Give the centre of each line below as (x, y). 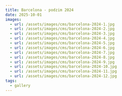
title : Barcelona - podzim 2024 (39, 10)
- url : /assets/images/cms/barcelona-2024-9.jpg (62, 62)
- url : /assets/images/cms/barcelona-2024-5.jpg (62, 43)
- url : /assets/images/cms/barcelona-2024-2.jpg (62, 29)
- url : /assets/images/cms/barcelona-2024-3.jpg (62, 34)
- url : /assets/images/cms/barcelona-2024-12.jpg (63, 76)
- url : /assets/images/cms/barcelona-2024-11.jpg (63, 72)
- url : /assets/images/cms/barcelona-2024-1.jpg (62, 24)
